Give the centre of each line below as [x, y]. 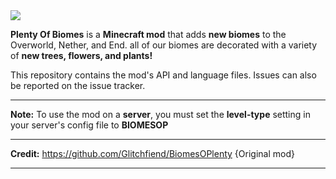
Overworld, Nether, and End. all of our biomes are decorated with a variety [164, 45]
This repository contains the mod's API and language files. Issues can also [163, 75]
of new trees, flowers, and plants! [81, 55]
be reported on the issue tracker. [78, 85]
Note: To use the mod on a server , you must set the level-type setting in [160, 114]
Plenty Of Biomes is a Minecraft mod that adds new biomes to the [148, 34]
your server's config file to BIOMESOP [89, 125]
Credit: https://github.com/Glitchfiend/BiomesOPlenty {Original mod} [152, 153]
